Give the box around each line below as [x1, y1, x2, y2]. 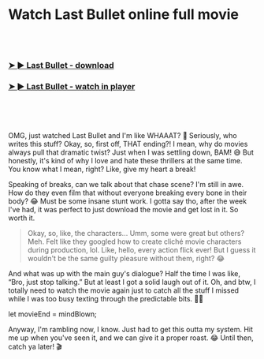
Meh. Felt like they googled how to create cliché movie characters [27, 237, 242, 246]
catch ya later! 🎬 [8, 342, 62, 352]
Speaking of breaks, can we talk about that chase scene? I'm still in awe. [8, 180, 244, 189]
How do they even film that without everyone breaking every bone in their [8, 188, 247, 198]
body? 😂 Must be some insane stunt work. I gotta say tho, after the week [8, 196, 247, 206]
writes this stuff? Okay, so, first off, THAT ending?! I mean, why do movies [8, 140, 248, 149]
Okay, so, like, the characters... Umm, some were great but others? [27, 229, 245, 238]
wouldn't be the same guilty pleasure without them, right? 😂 [27, 254, 225, 264]
